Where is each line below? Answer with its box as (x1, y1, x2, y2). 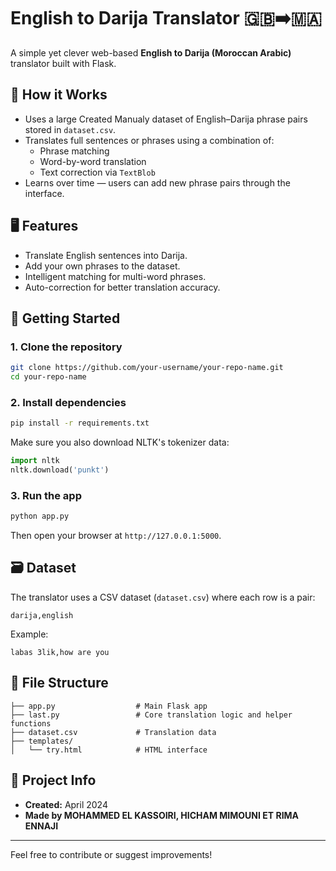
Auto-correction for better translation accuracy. (24, 281, 221, 293)
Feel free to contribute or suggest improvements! (10, 848, 213, 860)
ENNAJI (24, 820, 59, 832)
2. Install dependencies (10, 395, 127, 409)
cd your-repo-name (10, 372, 87, 382)
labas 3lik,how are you (10, 647, 110, 657)
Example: (10, 628, 49, 640)
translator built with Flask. (10, 57, 117, 69)
